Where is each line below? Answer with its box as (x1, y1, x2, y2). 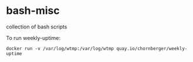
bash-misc (6, 4, 60, 17)
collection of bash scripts (6, 23, 67, 30)
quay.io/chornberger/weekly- (116, 45, 188, 52)
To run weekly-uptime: (6, 34, 60, 41)
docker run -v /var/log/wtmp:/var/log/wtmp (6, 45, 114, 52)
